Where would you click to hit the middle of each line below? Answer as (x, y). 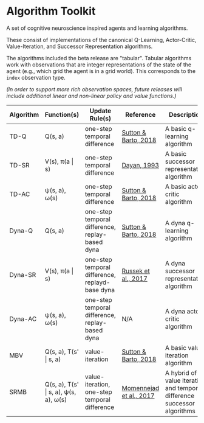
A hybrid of (181, 372)
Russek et (136, 271)
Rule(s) (100, 118)
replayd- (97, 282)
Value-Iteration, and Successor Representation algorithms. (80, 46)
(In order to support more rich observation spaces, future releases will (94, 89)
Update (100, 111)
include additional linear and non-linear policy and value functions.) (91, 96)
